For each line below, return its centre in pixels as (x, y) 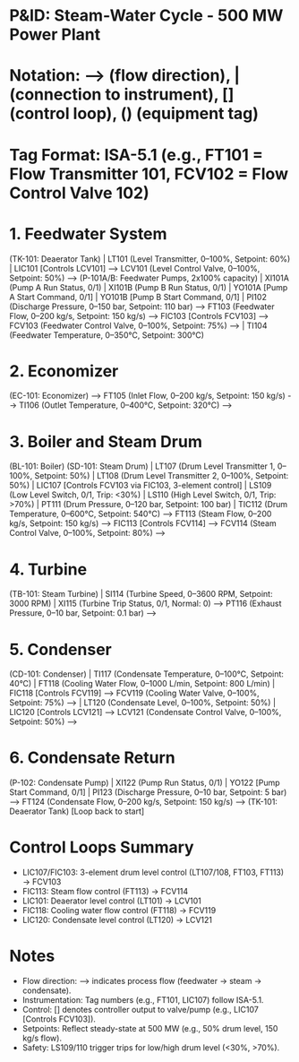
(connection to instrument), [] (122, 95)
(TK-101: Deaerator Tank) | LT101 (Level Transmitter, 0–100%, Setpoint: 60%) (150, 259)
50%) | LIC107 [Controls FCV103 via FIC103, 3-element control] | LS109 (141, 486)
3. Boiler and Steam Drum (106, 441)
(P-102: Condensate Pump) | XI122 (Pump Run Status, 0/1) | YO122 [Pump (145, 783)
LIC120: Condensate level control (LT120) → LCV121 (117, 920)
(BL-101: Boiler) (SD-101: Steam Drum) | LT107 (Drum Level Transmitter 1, (142, 466)
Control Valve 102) (79, 193)
